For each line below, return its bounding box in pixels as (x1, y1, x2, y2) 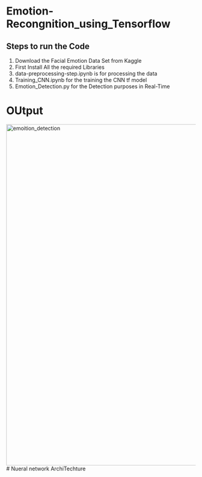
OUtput (6, 104, 43, 118)
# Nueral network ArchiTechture (6, 465, 86, 472)
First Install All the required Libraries (14, 63, 105, 71)
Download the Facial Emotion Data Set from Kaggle (14, 57, 142, 64)
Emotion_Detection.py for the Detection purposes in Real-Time (14, 83, 170, 90)
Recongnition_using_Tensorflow (6, 17, 171, 31)
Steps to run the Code (6, 41, 90, 51)
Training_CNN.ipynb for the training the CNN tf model (14, 77, 147, 83)
